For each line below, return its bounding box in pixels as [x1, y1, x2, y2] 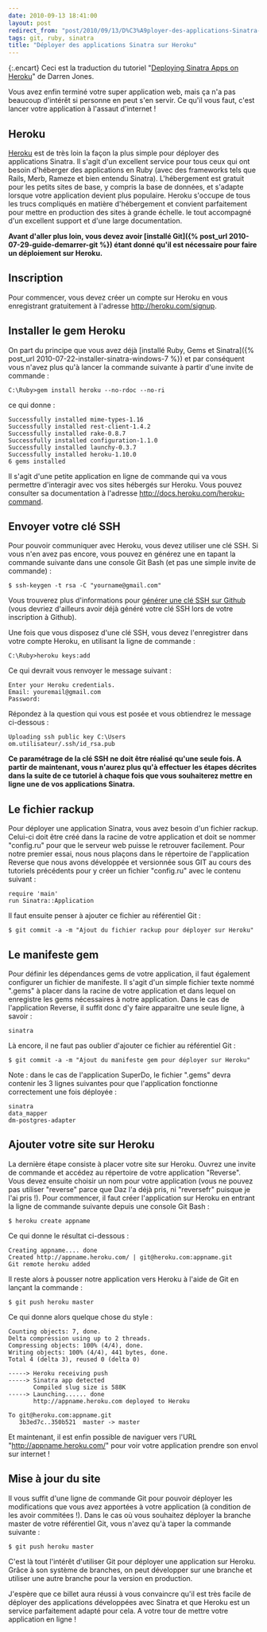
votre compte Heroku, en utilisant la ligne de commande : [8, 637, 196, 646]
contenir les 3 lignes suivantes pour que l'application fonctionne [8, 1079, 219, 1088]
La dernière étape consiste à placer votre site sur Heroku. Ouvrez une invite [8, 1159, 256, 1168]
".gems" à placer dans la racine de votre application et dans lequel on [8, 986, 236, 995]
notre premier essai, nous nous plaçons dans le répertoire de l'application [8, 849, 250, 859]
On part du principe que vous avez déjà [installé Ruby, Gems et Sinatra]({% [8, 345, 254, 355]
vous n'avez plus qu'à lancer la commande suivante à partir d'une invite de [8, 362, 254, 371]
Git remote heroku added [8, 1260, 91, 1268]
